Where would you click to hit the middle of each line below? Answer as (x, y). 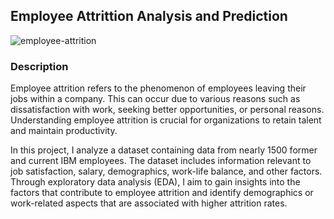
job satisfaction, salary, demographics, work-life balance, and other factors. (166, 171)
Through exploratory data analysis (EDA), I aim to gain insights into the (155, 182)
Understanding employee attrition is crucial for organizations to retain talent (166, 120)
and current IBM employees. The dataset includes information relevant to (161, 161)
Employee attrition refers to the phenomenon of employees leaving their (158, 88)
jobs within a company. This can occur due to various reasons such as (155, 99)
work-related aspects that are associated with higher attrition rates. (149, 203)
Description (39, 66)
